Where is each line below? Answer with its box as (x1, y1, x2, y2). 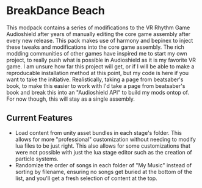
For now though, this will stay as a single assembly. (6, 95, 135, 103)
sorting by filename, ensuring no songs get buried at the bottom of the (15, 168, 192, 175)
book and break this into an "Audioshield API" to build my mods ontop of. (6, 89, 189, 96)
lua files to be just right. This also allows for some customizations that (15, 142, 191, 150)
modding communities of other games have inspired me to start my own (6, 49, 187, 57)
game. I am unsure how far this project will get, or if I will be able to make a (6, 62, 195, 70)
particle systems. (15, 155, 59, 162)
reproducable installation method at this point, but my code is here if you (6, 69, 189, 76)
